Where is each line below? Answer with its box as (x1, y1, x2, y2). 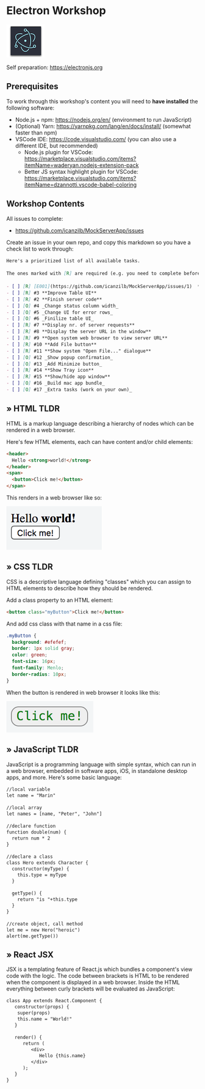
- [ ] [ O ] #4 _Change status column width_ (6, 303, 119, 309)
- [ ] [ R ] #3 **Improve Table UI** (6, 290, 97, 296)
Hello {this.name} (38, 1053, 86, 1059)
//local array (6, 805, 43, 811)
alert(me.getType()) (6, 933, 59, 939)
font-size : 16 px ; (12, 659, 56, 665)
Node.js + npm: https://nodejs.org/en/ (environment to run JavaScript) (15, 116, 192, 123)
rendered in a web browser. (6, 426, 76, 434)
